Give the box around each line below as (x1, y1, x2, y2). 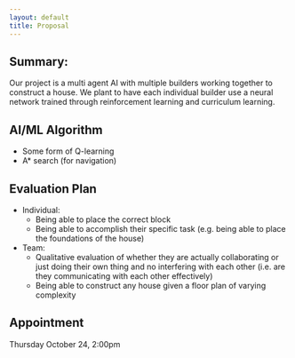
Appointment (9, 315, 84, 330)
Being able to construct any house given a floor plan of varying (35, 280, 267, 290)
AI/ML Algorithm (9, 122, 103, 138)
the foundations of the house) (35, 233, 145, 243)
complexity (35, 290, 76, 300)
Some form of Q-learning (21, 146, 115, 156)
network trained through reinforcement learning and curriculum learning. (9, 97, 275, 107)
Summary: (9, 54, 68, 69)
